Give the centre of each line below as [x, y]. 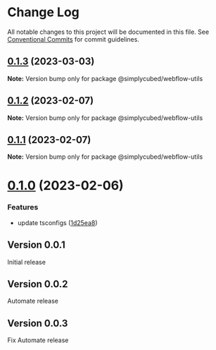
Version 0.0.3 [38, 323]
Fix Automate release [38, 340]
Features [23, 207]
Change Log [43, 12]
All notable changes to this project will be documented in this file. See [108, 32]
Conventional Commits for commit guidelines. [73, 39]
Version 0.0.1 [36, 245]
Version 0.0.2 [38, 284]
